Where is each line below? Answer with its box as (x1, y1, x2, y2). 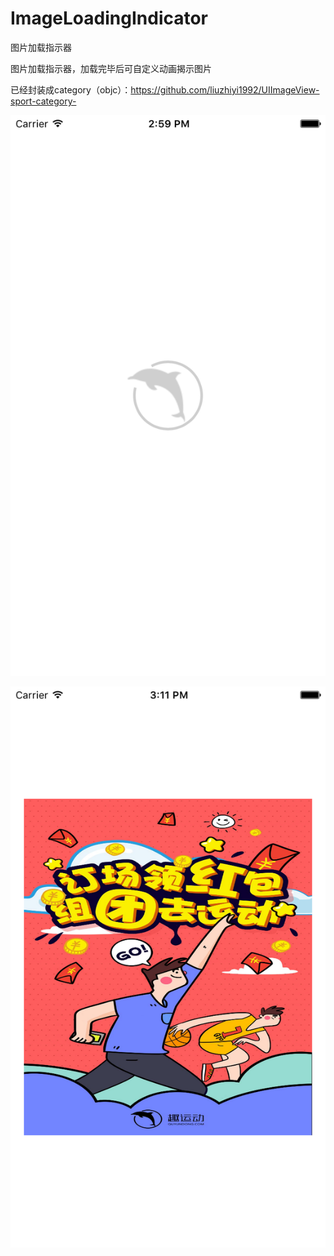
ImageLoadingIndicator (10, 7, 209, 30)
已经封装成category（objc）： (10, 83, 132, 96)
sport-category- (10, 95, 77, 107)
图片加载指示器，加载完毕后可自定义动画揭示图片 (10, 62, 212, 74)
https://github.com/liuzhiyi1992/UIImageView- (130, 83, 320, 96)
